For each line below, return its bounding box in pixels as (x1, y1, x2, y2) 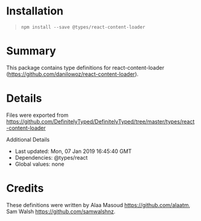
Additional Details (6, 135, 50, 143)
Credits (6, 182, 44, 195)
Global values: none (14, 160, 64, 167)
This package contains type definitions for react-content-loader (6, 64, 164, 71)
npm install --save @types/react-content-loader (20, 24, 146, 30)
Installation (6, 4, 64, 18)
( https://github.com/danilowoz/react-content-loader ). (6, 70, 139, 78)
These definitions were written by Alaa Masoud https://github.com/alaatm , (6, 201, 191, 208)
